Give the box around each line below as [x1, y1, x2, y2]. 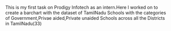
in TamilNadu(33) [5, 20, 42, 26]
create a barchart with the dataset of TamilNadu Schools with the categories [5, 10, 166, 16]
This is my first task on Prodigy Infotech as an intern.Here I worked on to [5, 5, 158, 10]
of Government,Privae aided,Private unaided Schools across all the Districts [5, 15, 165, 21]
